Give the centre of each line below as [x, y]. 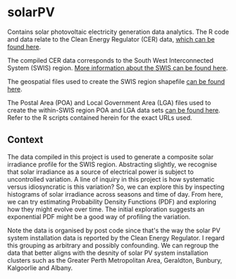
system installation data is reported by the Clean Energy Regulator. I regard [116, 237]
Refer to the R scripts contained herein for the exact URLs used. [100, 118]
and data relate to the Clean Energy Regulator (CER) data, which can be [111, 39]
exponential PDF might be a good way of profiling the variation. [99, 216]
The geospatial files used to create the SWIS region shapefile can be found [116, 81]
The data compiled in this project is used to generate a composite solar [110, 156]
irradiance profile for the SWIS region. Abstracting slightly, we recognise [112, 164]
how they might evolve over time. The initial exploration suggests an [106, 209]
